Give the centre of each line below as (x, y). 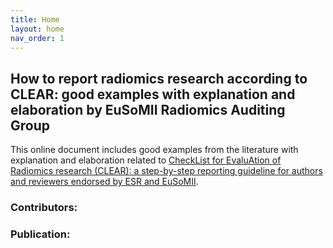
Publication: (40, 234)
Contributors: (44, 208)
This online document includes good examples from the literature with (154, 150)
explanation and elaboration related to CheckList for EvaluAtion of (146, 160)
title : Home (35, 19)
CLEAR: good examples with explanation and (153, 94)
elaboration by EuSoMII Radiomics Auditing (148, 109)
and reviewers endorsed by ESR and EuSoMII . (104, 182)
